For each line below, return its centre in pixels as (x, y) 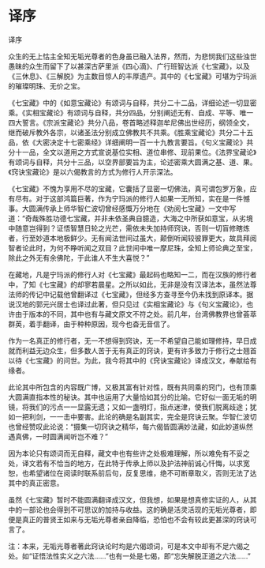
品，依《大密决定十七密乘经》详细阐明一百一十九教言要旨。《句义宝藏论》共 (131, 142)
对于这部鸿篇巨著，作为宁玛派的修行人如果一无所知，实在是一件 (139, 198)
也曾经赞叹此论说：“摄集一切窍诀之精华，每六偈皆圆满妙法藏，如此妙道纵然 (131, 427)
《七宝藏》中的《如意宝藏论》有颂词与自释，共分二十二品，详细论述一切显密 (132, 103)
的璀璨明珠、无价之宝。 (46, 86)
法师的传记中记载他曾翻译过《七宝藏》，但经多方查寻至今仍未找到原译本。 (127, 294)
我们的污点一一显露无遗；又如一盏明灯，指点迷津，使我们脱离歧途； (139, 407)
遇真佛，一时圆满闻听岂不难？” (58, 436)
